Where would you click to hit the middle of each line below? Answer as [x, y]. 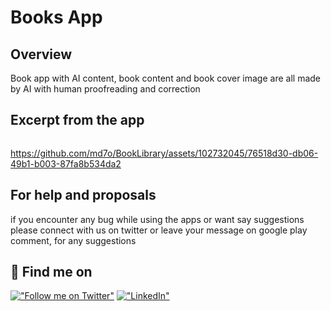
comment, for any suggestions [73, 240]
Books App [56, 17]
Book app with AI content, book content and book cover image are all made [165, 78]
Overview [41, 54]
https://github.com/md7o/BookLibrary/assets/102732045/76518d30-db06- [164, 153]
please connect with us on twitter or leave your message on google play [159, 230]
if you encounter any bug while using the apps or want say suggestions [157, 219]
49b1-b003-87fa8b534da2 [66, 163]
